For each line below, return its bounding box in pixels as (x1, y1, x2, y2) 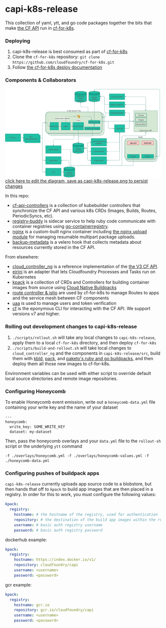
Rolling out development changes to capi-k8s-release (5, 323, 137, 330)
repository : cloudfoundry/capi (14, 562, 79, 568)
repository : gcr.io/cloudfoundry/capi (14, 608, 94, 613)
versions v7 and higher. (12, 311, 60, 317)
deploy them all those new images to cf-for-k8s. (12, 361, 111, 367)
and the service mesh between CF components (12, 295, 109, 301)
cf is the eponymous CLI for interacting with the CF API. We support (12, 305, 151, 312)
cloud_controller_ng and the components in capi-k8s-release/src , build (12, 350, 161, 356)
